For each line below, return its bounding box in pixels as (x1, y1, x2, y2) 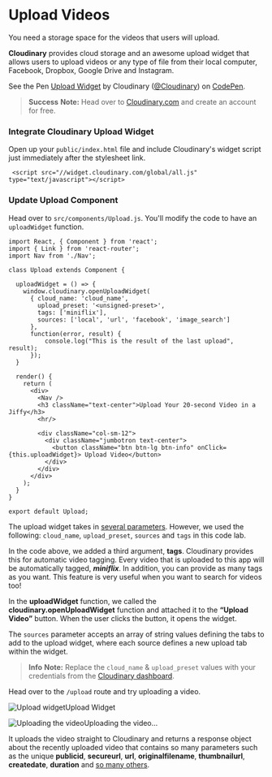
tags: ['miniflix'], (37, 309, 107, 317)
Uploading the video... (84, 718, 158, 727)
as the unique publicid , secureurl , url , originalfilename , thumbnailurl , (8, 751, 245, 761)
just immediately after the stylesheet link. (8, 153, 146, 163)
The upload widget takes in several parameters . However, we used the (8, 521, 244, 531)
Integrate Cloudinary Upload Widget (8, 126, 154, 137)
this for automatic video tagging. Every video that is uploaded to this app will (8, 555, 265, 564)
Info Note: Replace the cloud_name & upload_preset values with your (28, 662, 256, 671)
